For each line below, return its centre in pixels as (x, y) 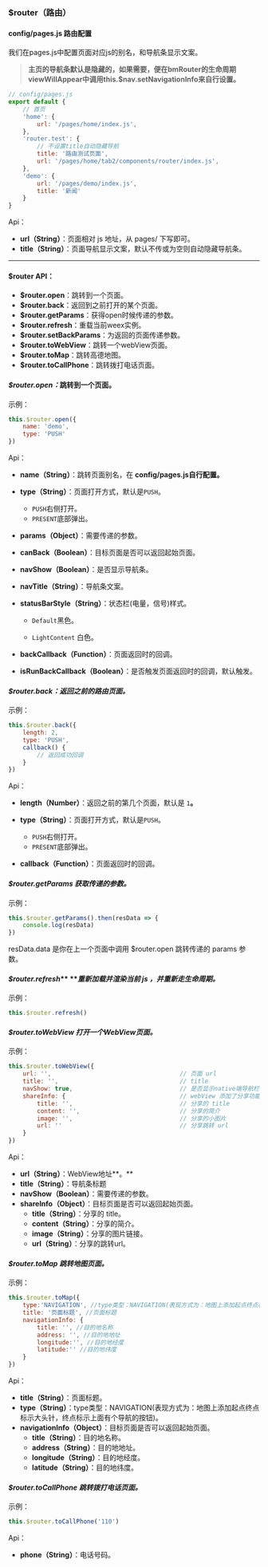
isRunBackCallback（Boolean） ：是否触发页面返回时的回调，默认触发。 (138, 671)
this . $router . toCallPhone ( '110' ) (64, 1522)
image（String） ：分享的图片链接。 (89, 1233)
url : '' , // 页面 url (120, 1074)
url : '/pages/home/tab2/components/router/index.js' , (128, 161)
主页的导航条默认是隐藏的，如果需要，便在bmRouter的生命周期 (132, 69)
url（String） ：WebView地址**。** (77, 1174)
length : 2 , (41, 733)
